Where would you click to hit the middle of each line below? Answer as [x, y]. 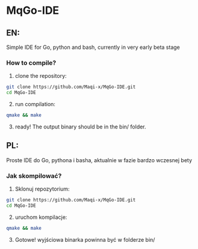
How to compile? [31, 63]
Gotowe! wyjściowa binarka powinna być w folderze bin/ [85, 239]
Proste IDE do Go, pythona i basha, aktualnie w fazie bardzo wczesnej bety [99, 160]
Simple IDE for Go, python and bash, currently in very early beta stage [93, 47]
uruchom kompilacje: [41, 217]
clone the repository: [41, 76]
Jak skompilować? [34, 175]
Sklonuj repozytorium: [42, 189]
